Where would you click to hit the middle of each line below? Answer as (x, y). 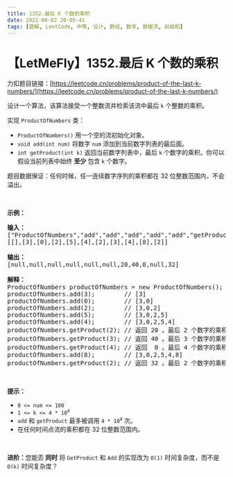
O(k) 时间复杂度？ (33, 467)
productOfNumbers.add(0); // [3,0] (80, 301)
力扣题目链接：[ (30, 83)
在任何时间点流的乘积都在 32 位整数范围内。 (80, 429)
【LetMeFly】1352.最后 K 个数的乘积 (113, 63)
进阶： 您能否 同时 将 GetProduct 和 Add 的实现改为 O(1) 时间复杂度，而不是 (113, 458)
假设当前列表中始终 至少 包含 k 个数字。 (74, 161)
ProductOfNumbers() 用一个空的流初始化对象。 (83, 135)
